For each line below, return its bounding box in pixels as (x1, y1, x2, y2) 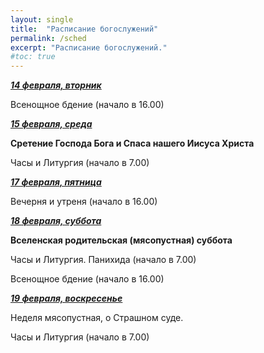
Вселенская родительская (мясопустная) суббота (10, 234, 233, 246)
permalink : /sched (10, 33, 87, 43)
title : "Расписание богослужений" (10, 24, 159, 34)
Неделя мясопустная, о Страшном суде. (10, 312, 184, 324)
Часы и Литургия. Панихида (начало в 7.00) (10, 254, 197, 266)
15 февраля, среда (10, 118, 93, 130)
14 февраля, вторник (10, 79, 102, 91)
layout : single (10, 14, 74, 25)
